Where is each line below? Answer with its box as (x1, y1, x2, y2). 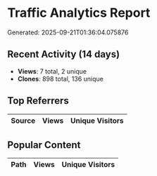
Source (11, 116, 36, 126)
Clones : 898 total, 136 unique (17, 74, 103, 83)
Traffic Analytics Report (7, 5, 151, 21)
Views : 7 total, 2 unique (17, 67, 87, 75)
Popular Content (7, 139, 81, 151)
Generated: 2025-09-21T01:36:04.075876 (7, 28, 129, 36)
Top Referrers (7, 95, 69, 107)
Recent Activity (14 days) (7, 48, 120, 60)
